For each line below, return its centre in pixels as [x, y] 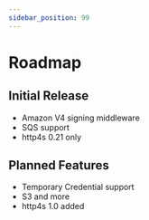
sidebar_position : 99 [49, 18]
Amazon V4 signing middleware [81, 118]
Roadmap [45, 62]
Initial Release [49, 96]
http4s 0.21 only [51, 137]
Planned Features [59, 165]
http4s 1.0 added [53, 206]
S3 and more [45, 196]
